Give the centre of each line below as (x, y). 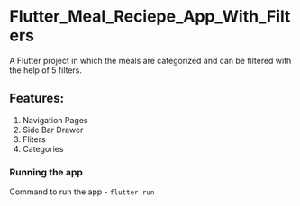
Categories (43, 148)
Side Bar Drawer (53, 130)
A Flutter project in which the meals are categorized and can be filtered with (150, 60)
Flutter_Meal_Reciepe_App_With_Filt (150, 17)
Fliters (34, 139)
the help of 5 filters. (46, 70)
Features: (37, 99)
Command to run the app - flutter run (82, 192)
